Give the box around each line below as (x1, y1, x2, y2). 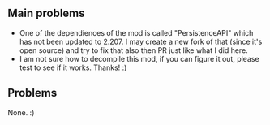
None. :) (7, 107, 35, 117)
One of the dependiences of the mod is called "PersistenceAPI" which (19, 28, 254, 37)
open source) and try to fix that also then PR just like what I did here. (19, 45, 248, 55)
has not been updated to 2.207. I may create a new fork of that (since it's (19, 37, 263, 46)
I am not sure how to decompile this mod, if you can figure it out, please (19, 54, 260, 63)
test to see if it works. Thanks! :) (19, 62, 127, 72)
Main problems (7, 6, 86, 20)
